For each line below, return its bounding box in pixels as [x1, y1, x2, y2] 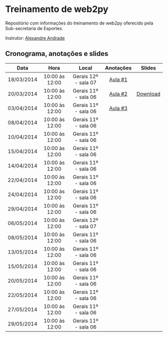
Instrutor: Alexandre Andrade [5, 35, 65, 41]
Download [136, 90, 160, 97]
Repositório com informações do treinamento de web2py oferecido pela [5, 20, 153, 26]
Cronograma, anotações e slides [5, 49, 108, 58]
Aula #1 [109, 76, 127, 83]
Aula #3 [109, 104, 127, 111]
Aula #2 [109, 90, 127, 97]
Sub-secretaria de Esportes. [5, 25, 63, 31]
